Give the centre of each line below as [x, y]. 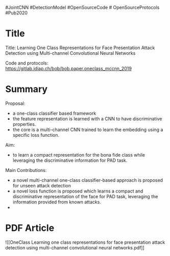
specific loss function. [36, 135]
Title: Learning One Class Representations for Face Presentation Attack [80, 48]
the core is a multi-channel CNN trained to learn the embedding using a [88, 130]
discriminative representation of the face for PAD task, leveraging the [85, 196]
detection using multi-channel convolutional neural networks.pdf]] [75, 247]
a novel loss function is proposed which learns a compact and [78, 191]
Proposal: [15, 103]
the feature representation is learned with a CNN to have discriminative [87, 119]
